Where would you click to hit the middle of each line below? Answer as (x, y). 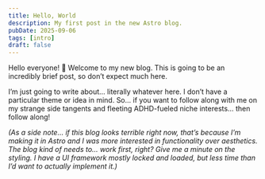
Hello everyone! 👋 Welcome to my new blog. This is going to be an (117, 68)
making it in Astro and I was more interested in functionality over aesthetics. (133, 141)
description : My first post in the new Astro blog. (95, 23)
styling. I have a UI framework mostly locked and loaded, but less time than (132, 158)
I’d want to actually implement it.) (63, 166)
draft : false (30, 45)
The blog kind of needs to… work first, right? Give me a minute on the (122, 150)
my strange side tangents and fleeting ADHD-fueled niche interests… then (129, 109)
